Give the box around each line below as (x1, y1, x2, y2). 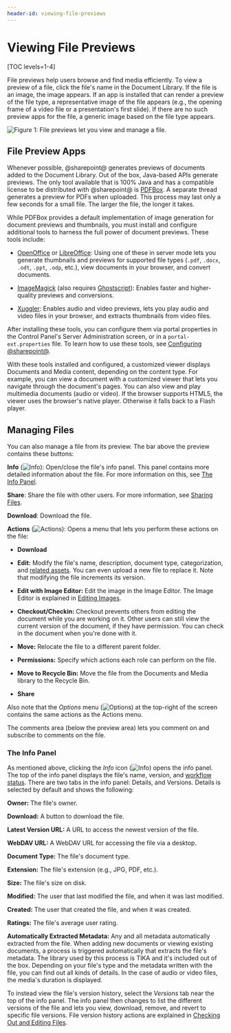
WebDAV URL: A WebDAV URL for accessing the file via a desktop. (7, 839, 197, 847)
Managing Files (7, 424, 74, 436)
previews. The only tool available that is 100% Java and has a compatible (7, 178, 214, 186)
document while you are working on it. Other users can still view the (16, 614, 210, 623)
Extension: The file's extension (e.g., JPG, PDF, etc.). (7, 865, 158, 874)
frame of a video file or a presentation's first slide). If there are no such (7, 104, 208, 113)
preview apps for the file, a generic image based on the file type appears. (7, 112, 215, 120)
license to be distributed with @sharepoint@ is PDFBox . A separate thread (7, 186, 218, 194)
